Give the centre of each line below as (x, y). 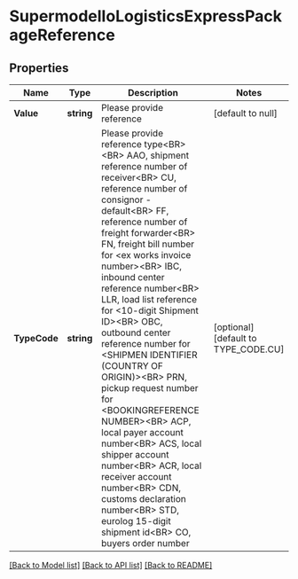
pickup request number (150, 388)
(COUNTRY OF (133, 366)
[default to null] (245, 113)
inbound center (133, 277)
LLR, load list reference (149, 299)
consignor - (127, 200)
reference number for (146, 344)
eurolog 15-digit (136, 521)
